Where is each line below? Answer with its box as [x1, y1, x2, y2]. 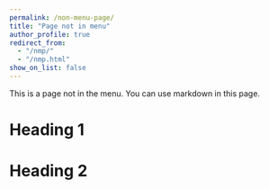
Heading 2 [9, 161, 88, 181]
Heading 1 [9, 120, 85, 140]
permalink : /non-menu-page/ [9, 13, 115, 22]
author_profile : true [9, 30, 91, 39]
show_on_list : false [9, 64, 87, 73]
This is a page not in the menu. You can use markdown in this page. [9, 87, 261, 99]
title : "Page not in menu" [9, 22, 111, 31]
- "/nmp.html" [17, 55, 70, 64]
